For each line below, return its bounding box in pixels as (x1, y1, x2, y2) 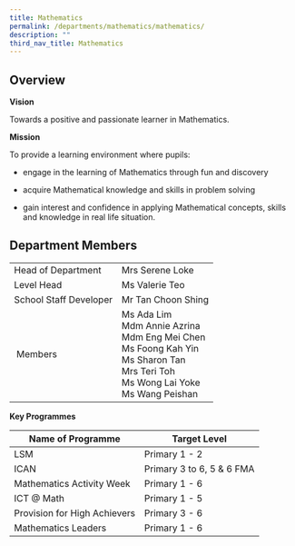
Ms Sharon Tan (121, 353, 186, 366)
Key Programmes (9, 411, 76, 422)
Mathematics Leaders (14, 521, 107, 534)
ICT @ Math (14, 491, 65, 504)
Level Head (14, 278, 63, 291)
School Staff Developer (14, 293, 113, 305)
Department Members (9, 238, 138, 253)
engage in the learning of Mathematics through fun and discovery (22, 167, 270, 178)
